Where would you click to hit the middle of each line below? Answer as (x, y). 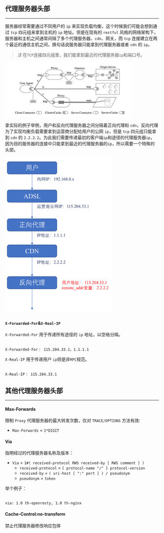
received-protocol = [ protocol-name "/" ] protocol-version (82, 468)
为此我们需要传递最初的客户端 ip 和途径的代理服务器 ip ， (99, 138)
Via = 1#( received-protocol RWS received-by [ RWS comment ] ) (78, 463)
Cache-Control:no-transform (35, 514)
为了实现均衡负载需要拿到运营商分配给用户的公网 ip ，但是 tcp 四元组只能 (79, 132)
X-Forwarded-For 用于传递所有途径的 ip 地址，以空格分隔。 (64, 335)
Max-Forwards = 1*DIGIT (36, 430)
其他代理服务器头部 (34, 391)
